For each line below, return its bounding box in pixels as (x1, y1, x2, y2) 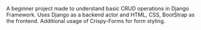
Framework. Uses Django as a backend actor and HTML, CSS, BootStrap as (6, 11, 195, 18)
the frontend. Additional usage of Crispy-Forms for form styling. (6, 18, 165, 24)
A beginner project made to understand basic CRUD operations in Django (6, 5, 189, 12)
